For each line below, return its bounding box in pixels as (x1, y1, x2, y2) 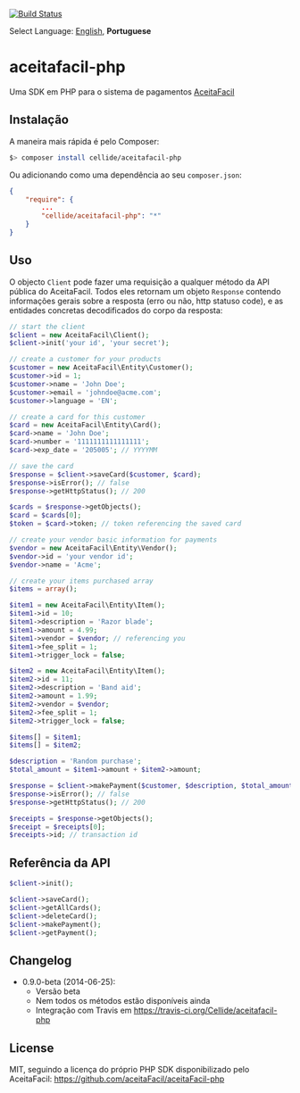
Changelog (9, 953, 72, 968)
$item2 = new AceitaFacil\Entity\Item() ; (9, 667, 166, 675)
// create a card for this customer (9, 412, 146, 421)
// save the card (9, 461, 74, 470)
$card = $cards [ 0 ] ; (9, 511, 82, 520)
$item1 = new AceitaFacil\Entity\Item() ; (9, 600, 166, 610)
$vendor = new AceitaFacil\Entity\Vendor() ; (9, 543, 178, 552)
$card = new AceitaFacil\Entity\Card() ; (9, 420, 162, 430)
